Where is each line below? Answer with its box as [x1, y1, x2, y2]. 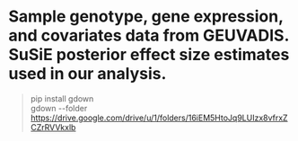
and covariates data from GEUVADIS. [8, 25, 289, 46]
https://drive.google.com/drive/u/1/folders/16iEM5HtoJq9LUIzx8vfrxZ [30, 112, 288, 123]
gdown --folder [30, 102, 88, 113]
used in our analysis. [8, 64, 167, 84]
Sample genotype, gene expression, [8, 6, 284, 27]
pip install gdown [30, 93, 94, 104]
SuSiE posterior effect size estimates [8, 45, 290, 65]
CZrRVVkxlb [30, 121, 76, 132]
